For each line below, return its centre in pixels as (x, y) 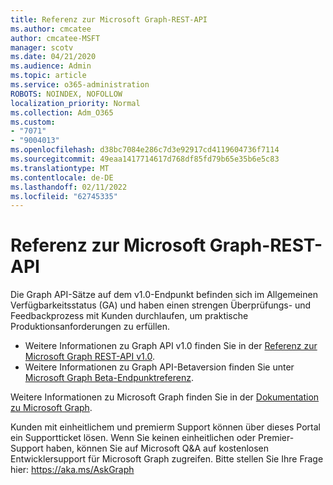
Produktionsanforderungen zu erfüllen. (90, 327)
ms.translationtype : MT (60, 168)
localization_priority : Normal (75, 103)
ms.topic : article (48, 76)
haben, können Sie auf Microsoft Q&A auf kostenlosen (157, 448)
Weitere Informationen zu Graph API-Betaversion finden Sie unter (159, 367)
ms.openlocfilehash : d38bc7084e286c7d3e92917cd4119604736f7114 (145, 150)
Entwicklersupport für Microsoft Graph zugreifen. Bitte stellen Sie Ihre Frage (167, 459)
